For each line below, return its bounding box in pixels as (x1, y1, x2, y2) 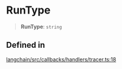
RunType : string (20, 23, 62, 30)
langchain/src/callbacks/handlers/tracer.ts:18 (6, 55, 117, 63)
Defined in (6, 40, 46, 50)
